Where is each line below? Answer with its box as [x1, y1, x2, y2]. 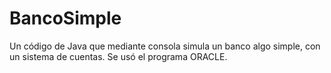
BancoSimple [9, 7, 122, 30]
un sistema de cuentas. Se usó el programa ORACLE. [9, 50, 228, 62]
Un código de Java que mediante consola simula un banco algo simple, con [9, 40, 321, 52]
